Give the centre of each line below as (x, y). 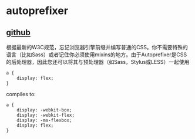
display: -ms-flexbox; (44, 120)
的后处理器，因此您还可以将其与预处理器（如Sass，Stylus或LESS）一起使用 (98, 62)
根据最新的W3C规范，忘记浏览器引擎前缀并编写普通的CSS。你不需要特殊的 (97, 47)
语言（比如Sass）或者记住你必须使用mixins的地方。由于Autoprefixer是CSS (97, 55)
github (19, 33)
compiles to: (21, 94)
